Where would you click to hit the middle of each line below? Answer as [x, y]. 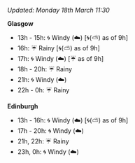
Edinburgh [23, 106]
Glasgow [20, 23]
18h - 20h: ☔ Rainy [44, 69]
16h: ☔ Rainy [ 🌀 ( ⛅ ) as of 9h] [58, 48]
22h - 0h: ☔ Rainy [43, 90]
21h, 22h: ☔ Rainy [43, 141]
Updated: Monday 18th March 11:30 [58, 10]
